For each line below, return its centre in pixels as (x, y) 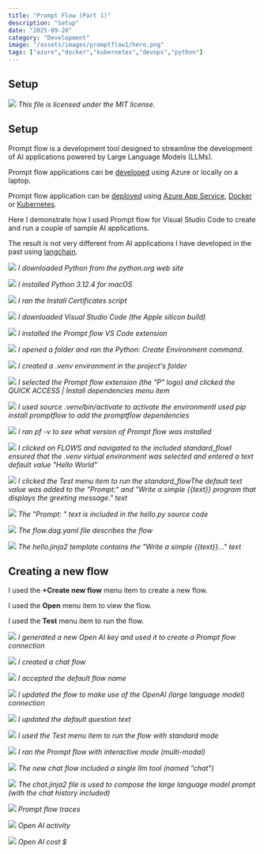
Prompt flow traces (49, 809)
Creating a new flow (58, 571)
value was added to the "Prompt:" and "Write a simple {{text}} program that (132, 489)
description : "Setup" (44, 23)
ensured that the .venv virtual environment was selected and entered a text (131, 456)
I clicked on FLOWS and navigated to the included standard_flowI (124, 448)
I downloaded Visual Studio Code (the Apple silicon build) (112, 316)
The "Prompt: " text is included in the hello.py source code (113, 514)
